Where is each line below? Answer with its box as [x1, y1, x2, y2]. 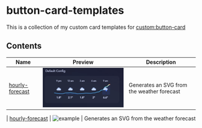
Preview [73, 58, 94, 66]
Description [145, 58, 176, 66]
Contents [6, 41, 42, 51]
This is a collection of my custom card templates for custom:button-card [6, 23, 186, 31]
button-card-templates [6, 4, 124, 17]
